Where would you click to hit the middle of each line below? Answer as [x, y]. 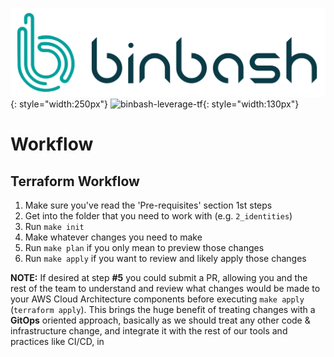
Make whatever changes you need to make [113, 237]
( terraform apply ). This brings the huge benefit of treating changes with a [163, 310]
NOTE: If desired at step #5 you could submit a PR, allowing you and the [159, 278]
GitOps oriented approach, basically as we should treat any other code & [160, 320]
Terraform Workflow [75, 181]
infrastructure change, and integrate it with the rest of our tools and [149, 331]
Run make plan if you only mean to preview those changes [144, 248]
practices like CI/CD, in [57, 342]
